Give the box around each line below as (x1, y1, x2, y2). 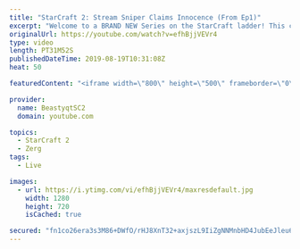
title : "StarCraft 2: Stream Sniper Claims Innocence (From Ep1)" (9, 12, 262, 22)
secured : (9, 227, 42, 236)
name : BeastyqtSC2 (17, 104, 87, 112)
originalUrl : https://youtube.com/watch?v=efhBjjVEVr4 (9, 29, 218, 38)
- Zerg (17, 145, 42, 154)
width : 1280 (25, 194, 70, 203)
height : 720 (25, 202, 70, 211)
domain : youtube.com (17, 112, 94, 120)
